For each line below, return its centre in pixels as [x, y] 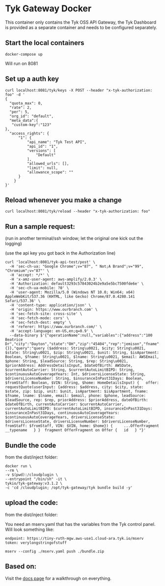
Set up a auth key [32, 79]
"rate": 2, [21, 107]
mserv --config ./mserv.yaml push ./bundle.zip [55, 551]
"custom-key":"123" [31, 125]
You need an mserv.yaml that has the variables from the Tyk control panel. [80, 524]
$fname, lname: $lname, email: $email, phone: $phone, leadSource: [76, 396]
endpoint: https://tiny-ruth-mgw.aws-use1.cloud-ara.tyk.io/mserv [74, 538]
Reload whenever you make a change [63, 200]
